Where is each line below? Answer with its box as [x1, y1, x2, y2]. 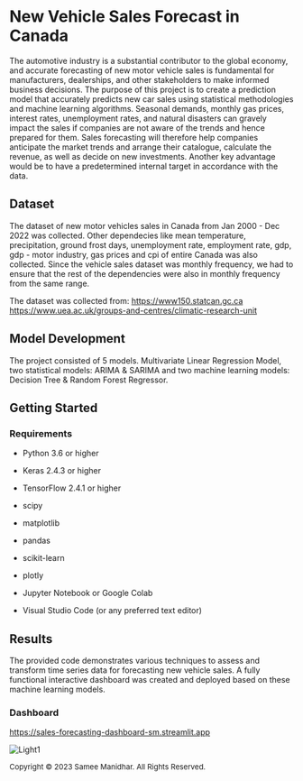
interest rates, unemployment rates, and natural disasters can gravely [9, 113, 268, 124]
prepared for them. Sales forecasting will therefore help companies [9, 132, 259, 142]
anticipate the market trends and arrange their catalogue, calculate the [9, 142, 272, 152]
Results [9, 631, 53, 647]
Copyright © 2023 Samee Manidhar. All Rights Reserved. [9, 762, 206, 772]
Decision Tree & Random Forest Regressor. [9, 374, 169, 385]
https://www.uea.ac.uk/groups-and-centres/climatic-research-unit [9, 305, 258, 316]
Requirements [9, 427, 73, 439]
